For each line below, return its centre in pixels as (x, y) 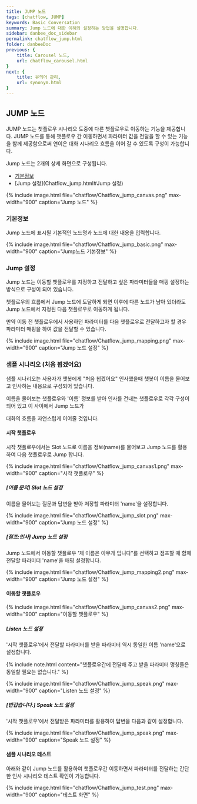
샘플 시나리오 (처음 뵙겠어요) (44, 364)
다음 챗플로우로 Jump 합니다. (50, 454)
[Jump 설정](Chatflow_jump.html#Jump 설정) (69, 183)
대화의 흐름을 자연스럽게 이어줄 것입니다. (52, 418)
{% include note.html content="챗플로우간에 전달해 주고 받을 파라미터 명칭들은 (98, 664)
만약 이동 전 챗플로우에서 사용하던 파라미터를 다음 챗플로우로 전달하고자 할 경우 (96, 322)
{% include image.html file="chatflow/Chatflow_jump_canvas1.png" (88, 466)
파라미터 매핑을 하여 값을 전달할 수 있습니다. (56, 329)
